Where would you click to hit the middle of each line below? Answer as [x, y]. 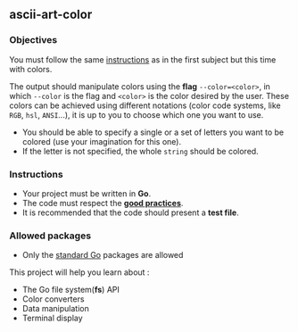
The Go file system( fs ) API [71, 290]
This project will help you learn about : [79, 272]
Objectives [33, 40]
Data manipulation [55, 309]
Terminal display [52, 318]
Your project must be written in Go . [87, 193]
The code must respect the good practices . [103, 203]
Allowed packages [50, 236]
